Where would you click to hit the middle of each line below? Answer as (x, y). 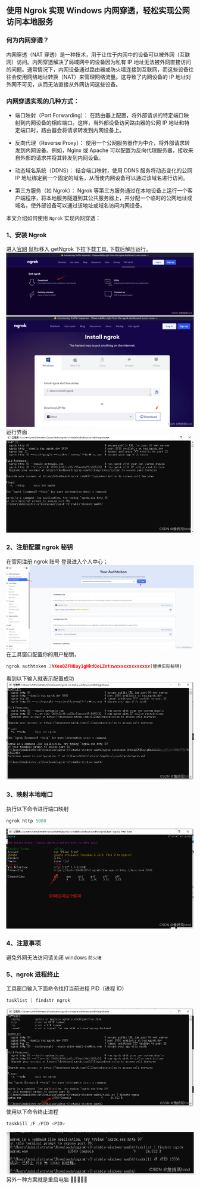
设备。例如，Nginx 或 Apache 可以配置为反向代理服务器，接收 (112, 150)
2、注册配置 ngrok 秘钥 (40, 547)
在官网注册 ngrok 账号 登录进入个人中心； (57, 561)
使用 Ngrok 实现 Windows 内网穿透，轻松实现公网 (98, 11)
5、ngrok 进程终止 (33, 974)
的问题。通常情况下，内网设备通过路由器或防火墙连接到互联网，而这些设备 (97, 69)
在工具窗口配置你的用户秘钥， (43, 654)
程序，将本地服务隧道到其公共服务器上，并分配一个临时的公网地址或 (109, 198)
